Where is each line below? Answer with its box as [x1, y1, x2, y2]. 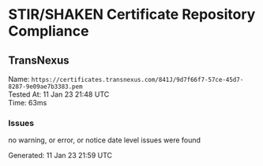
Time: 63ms [8, 98, 47, 107]
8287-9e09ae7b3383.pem [8, 83, 83, 90]
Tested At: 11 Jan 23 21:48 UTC [8, 90, 110, 99]
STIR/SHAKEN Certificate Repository [8, 6, 256, 24]
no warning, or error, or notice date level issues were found [8, 135, 201, 145]
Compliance [8, 22, 89, 40]
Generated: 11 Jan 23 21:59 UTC [8, 151, 113, 160]
